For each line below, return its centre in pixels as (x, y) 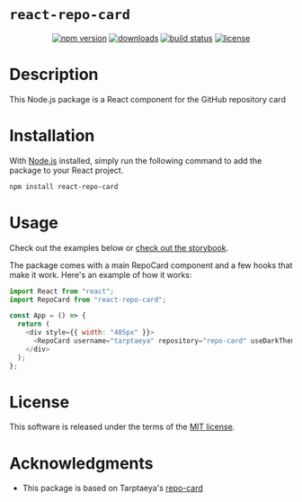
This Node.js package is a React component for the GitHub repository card (147, 99)
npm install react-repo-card (64, 186)
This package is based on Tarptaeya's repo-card (113, 489)
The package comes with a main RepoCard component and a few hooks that (151, 265)
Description (54, 75)
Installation (52, 136)
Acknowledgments (82, 463)
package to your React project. (67, 170)
